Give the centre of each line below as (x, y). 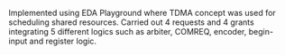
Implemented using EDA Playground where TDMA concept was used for (142, 13)
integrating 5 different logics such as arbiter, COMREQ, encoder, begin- (141, 31)
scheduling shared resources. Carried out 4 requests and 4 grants (131, 22)
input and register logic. (52, 41)
